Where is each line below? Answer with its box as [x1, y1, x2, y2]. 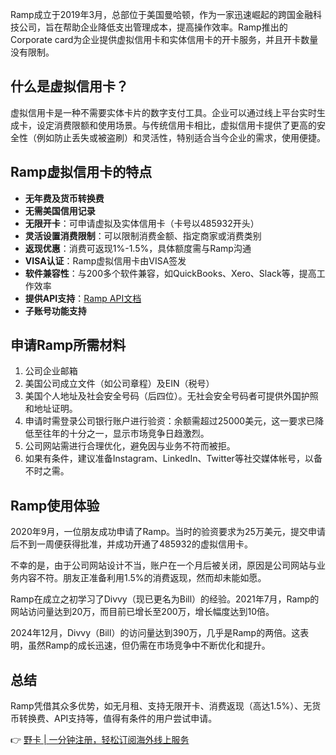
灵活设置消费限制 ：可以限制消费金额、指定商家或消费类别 [24, 229, 262, 242]
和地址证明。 [24, 403, 78, 415]
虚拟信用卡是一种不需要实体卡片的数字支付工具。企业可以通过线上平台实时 [10, 106, 317, 118]
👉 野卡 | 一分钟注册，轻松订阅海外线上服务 [10, 734, 190, 746]
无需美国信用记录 [24, 204, 96, 217]
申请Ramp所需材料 [10, 337, 127, 354]
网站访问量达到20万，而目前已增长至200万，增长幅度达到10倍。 [10, 606, 275, 618]
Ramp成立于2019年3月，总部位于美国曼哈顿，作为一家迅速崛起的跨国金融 [10, 9, 314, 20]
